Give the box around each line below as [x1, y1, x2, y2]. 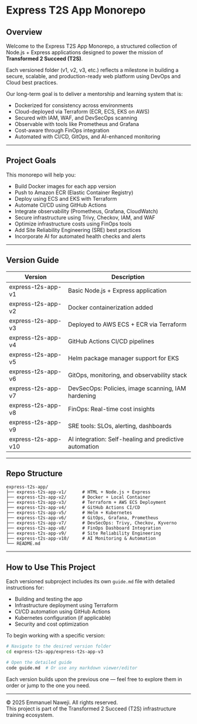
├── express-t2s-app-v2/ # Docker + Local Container [6, 494, 151, 500]
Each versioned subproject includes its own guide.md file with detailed [6, 578, 175, 585]
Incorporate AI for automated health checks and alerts [14, 233, 145, 240]
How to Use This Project [6, 562, 96, 572]
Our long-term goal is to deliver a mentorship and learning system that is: [6, 91, 183, 97]
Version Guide [6, 255, 60, 265]
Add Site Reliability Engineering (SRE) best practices [14, 226, 141, 233]
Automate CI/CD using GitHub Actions [14, 201, 107, 208]
